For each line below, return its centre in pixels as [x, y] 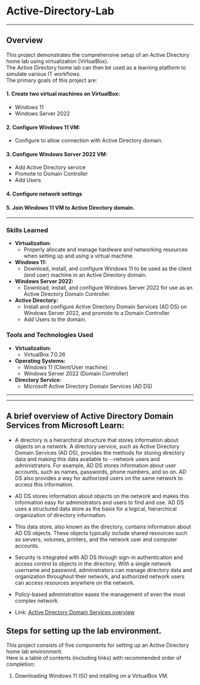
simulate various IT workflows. [44, 74]
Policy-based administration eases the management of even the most [100, 594]
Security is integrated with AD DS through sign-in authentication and [99, 557]
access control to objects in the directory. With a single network [93, 564]
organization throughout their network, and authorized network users [100, 576]
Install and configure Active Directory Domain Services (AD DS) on [105, 307]
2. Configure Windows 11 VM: [43, 127]
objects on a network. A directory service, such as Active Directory [97, 446]
